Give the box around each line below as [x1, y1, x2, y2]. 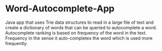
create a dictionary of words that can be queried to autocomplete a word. [5, 24, 157, 30]
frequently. [5, 40, 28, 46]
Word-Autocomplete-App [5, 3, 115, 14]
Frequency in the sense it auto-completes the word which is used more [5, 35, 153, 41]
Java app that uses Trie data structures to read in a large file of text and [5, 19, 154, 25]
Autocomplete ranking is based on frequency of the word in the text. [5, 30, 147, 36]
